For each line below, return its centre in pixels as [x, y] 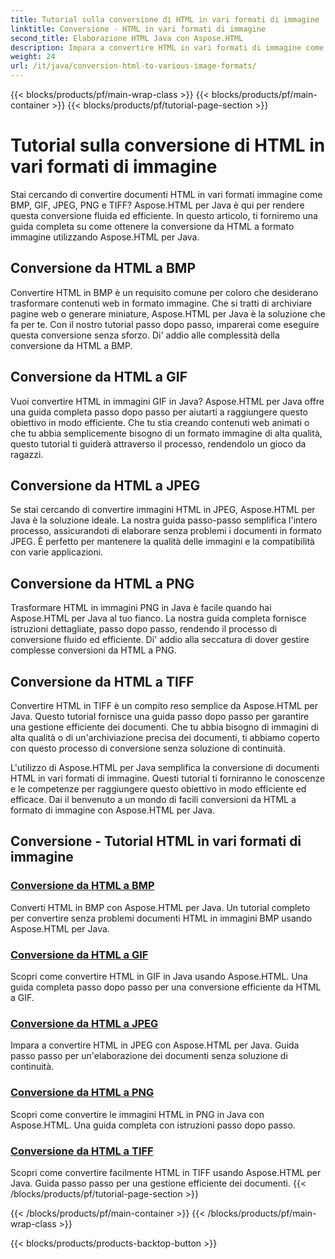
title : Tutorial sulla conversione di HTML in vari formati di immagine [165, 19]
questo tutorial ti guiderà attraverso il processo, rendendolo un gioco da [158, 443]
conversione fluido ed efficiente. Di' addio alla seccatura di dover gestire [160, 640]
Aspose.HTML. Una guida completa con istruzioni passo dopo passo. [153, 1125]
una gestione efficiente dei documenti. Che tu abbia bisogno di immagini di [164, 727]
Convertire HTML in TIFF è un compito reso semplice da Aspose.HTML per [164, 705]
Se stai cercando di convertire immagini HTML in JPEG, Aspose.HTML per [163, 510]
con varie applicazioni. [57, 552]
